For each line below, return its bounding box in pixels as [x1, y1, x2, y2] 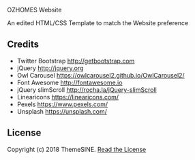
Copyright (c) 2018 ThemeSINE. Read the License [7, 145, 147, 153]
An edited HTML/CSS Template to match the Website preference [7, 19, 189, 27]
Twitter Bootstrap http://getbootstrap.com [16, 57, 135, 65]
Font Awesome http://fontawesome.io [16, 78, 123, 86]
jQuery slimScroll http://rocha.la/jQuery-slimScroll [16, 85, 157, 94]
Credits [7, 39, 40, 50]
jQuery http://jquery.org [16, 64, 84, 72]
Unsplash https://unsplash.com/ [16, 107, 108, 115]
